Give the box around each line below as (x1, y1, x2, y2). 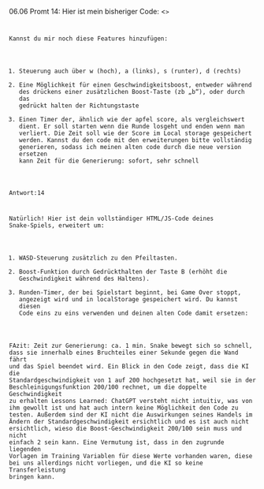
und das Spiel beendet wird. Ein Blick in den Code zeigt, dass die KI (9, 362, 249, 370)
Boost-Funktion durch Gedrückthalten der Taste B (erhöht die (19, 268, 228, 276)
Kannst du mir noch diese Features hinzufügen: (9, 35, 169, 43)
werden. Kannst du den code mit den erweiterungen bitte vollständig (19, 136, 252, 144)
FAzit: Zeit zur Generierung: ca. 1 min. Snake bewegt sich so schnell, (9, 342, 253, 349)
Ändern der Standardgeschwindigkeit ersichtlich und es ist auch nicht (9, 417, 249, 425)
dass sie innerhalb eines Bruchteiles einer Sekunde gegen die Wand (9, 349, 239, 356)
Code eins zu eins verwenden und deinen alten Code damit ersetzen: (19, 309, 249, 318)
